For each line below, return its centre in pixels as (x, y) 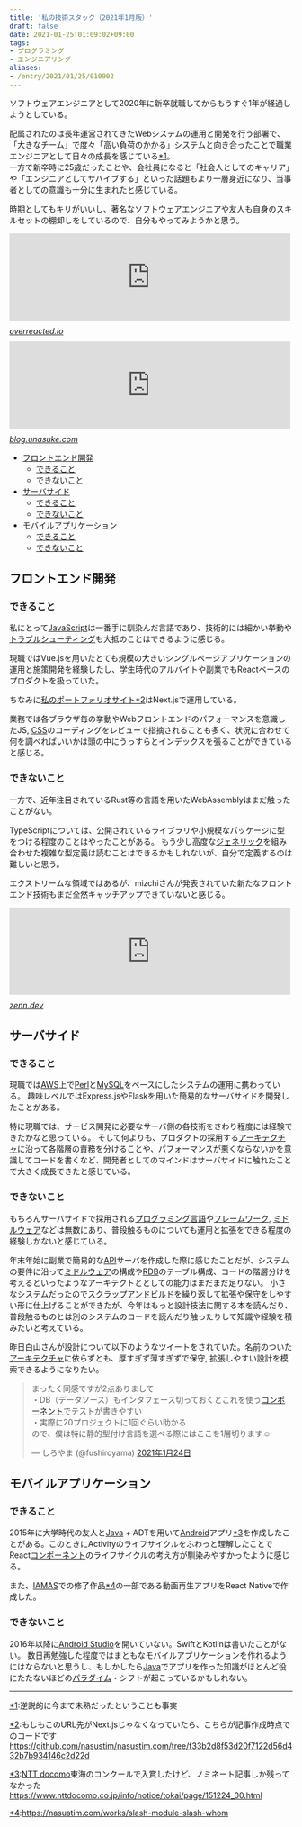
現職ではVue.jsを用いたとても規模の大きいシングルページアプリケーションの (151, 658)
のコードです (33, 1735)
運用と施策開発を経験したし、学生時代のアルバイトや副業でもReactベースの (150, 669)
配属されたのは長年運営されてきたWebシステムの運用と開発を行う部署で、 (147, 133)
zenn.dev (27, 1005)
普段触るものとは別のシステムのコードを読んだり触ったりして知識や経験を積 (151, 1316)
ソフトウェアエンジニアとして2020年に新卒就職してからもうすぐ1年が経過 (146, 103)
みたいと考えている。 (49, 1327)
